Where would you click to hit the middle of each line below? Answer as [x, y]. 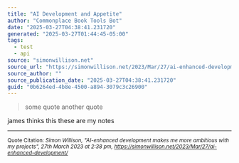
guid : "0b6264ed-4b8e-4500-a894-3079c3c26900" [78, 87]
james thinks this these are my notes [61, 121]
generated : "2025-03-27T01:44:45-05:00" [68, 34]
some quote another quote [64, 107]
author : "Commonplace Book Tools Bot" [65, 21]
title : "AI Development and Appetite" [65, 14]
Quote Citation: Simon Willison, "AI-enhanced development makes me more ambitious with [118, 141]
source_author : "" [34, 73]
